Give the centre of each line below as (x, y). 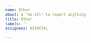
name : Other (17, 10)
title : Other (19, 19)
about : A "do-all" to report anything (45, 14)
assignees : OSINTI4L (27, 28)
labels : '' (16, 24)
